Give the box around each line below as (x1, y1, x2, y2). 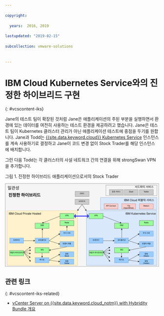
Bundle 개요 (12, 306, 36, 312)
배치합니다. (10, 147, 32, 152)
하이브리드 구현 (22, 89, 81, 101)
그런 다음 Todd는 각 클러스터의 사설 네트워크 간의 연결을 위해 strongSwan (5, 157, 146, 163)
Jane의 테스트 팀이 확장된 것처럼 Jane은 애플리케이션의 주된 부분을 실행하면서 (5, 116, 154, 122)
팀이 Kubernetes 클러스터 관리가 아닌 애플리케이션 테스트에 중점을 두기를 (10, 128, 149, 134)
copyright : (5, 13, 27, 18)
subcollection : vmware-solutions (5, 44, 73, 49)
